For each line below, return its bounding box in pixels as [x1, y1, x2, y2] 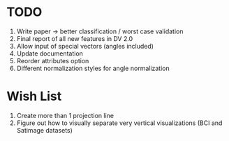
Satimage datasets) [16, 126, 73, 134]
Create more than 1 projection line [16, 111, 114, 119]
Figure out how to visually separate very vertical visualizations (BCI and [16, 119, 223, 127]
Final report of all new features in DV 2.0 [16, 34, 133, 42]
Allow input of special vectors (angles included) [16, 42, 154, 50]
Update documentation [16, 49, 83, 58]
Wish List [6, 88, 62, 104]
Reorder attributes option [16, 56, 89, 65]
